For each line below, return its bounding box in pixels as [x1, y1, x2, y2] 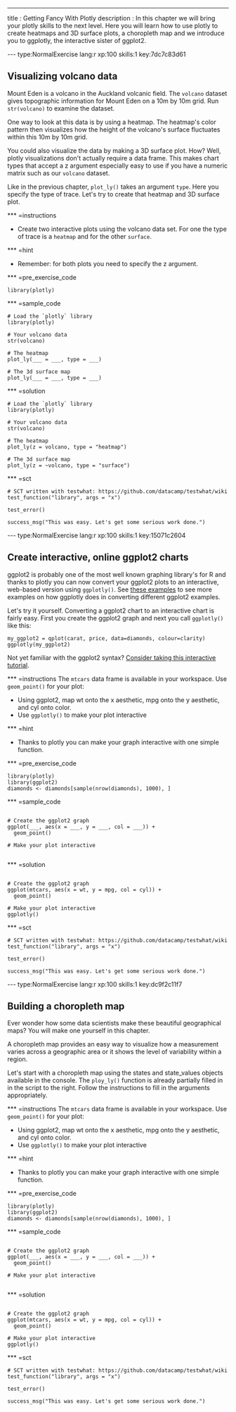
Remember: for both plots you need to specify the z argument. [17, 259, 198, 268]
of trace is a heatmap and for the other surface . [17, 232, 152, 240]
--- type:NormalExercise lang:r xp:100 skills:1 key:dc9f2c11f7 [7, 980, 183, 988]
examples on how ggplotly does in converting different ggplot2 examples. [7, 592, 221, 601]
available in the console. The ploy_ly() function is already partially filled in [7, 1076, 223, 1085]
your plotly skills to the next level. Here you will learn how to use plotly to [7, 22, 218, 30]
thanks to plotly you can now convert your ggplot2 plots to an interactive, [7, 577, 219, 586]
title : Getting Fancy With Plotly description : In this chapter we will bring [7, 14, 216, 22]
